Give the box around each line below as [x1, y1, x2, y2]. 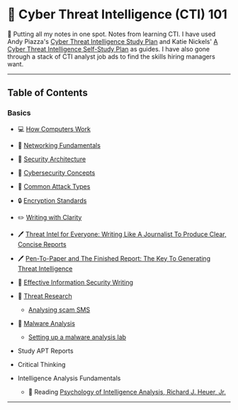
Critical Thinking [17, 360, 66, 368]
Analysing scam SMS [28, 305, 91, 314]
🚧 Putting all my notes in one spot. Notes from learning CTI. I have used [7, 30, 216, 38]
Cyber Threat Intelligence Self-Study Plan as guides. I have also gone [7, 45, 210, 53]
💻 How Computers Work [17, 124, 91, 133]
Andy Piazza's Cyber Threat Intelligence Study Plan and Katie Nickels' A [7, 37, 218, 45]
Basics [7, 108, 31, 118]
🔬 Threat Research [17, 291, 72, 300]
